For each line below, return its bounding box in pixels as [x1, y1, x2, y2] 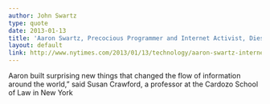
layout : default [8, 42, 63, 50]
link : [8, 49, 27, 57]
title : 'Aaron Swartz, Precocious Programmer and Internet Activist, [8, 34, 247, 42]
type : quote [8, 19, 48, 27]
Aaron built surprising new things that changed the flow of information [8, 71, 241, 80]
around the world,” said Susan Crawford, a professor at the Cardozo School [8, 79, 259, 89]
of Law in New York [8, 88, 74, 97]
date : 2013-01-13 [8, 26, 67, 34]
